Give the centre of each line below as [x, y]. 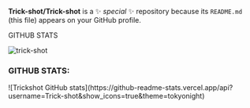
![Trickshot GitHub [38, 88]
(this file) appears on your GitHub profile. [75, 20]
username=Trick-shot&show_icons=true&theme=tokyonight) [106, 96]
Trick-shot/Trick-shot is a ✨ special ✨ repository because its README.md [125, 11]
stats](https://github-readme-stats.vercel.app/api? [151, 88]
